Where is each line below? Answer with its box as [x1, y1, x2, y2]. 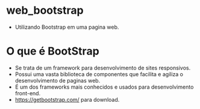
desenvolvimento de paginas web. [14, 77, 101, 84]
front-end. [14, 89, 41, 96]
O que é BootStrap [6, 44, 99, 58]
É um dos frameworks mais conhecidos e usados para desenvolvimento [14, 83, 194, 90]
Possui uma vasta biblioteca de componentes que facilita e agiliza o [14, 70, 184, 78]
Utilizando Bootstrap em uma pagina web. [14, 23, 119, 31]
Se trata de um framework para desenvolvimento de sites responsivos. [14, 64, 191, 71]
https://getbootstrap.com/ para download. [14, 96, 120, 103]
